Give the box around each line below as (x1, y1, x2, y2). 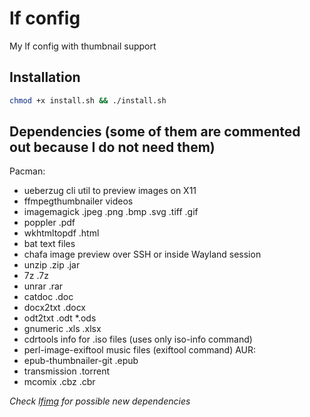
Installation (9, 69, 81, 86)
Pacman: (9, 165, 46, 177)
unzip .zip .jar (23, 259, 81, 271)
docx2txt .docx (23, 302, 86, 314)
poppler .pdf (23, 217, 76, 229)
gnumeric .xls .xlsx (23, 323, 102, 335)
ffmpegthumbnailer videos (23, 195, 134, 207)
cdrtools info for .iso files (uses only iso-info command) (23, 333, 253, 346)
